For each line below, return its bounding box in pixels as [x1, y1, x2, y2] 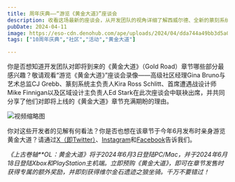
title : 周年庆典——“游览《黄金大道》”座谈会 [7, 10, 117, 17]
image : [7, 29, 27, 37]
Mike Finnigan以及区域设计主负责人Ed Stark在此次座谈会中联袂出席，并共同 [7, 89, 225, 97]
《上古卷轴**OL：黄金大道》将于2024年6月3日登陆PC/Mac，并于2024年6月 [7, 151, 228, 159]
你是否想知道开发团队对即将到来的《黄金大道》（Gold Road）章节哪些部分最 [7, 62, 225, 70]
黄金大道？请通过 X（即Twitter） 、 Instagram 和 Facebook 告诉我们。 [7, 135, 196, 144]
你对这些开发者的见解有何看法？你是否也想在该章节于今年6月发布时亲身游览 [7, 127, 226, 135]
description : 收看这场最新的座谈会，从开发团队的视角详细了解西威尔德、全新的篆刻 [7, 17, 220, 24]
